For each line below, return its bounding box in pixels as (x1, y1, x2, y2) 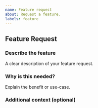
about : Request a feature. (5, 12, 61, 17)
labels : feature (5, 16, 39, 21)
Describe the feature (5, 49, 56, 56)
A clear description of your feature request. (5, 61, 94, 67)
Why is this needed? (5, 72, 55, 79)
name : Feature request (5, 7, 52, 12)
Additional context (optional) (5, 97, 76, 104)
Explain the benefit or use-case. (5, 84, 71, 90)
